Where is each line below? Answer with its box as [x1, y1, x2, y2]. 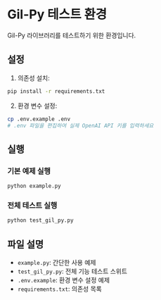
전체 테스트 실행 [7, 200, 58, 210]
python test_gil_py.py [7, 217, 74, 224]
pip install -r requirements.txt [7, 87, 105, 95]
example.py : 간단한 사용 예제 [17, 258, 96, 266]
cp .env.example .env [7, 115, 71, 123]
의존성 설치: [17, 73, 51, 82]
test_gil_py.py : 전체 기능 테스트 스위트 [17, 267, 128, 275]
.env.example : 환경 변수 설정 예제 [17, 275, 110, 284]
